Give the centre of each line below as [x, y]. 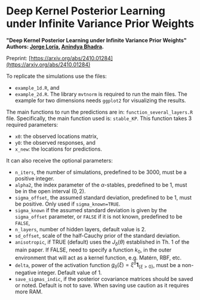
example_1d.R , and [37, 87]
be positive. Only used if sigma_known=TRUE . [67, 204]
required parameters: [32, 124]
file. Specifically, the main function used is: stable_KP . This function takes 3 [99, 118]
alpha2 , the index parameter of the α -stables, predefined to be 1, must [101, 185]
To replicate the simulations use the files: [57, 76]
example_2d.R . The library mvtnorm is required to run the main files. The [101, 94]
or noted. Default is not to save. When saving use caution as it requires [102, 285]
